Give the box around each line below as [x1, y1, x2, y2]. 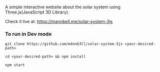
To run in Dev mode [5, 30, 52, 37]
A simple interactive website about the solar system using [5, 4, 121, 10]
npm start [5, 63, 25, 68]
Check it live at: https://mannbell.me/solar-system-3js [5, 19, 113, 24]
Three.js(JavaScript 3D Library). [5, 9, 70, 15]
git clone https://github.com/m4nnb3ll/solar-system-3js [5, 42, 123, 46]
